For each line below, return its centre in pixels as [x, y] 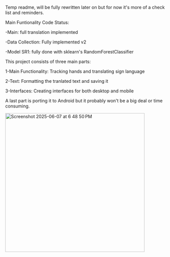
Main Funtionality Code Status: [37, 22]
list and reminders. [25, 13]
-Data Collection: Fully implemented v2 [46, 42]
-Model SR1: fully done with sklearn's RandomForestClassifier [70, 52]
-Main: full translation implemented [42, 32]
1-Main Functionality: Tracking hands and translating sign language [75, 71]
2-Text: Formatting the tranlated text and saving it [57, 81]
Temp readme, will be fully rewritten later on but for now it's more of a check [85, 7]
